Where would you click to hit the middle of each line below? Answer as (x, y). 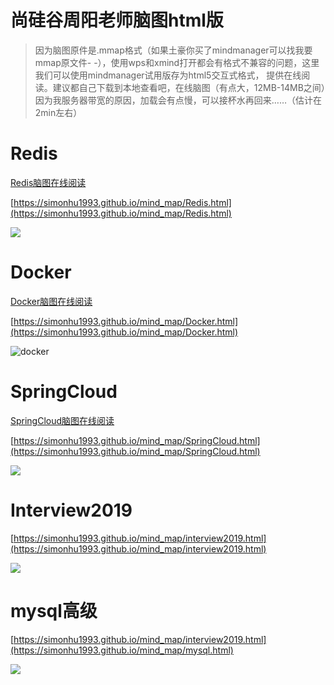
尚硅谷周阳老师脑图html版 (117, 20)
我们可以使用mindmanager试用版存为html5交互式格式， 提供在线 (168, 75)
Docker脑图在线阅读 (51, 301)
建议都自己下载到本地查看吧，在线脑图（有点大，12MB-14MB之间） (189, 87)
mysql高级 (54, 610)
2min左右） (58, 112)
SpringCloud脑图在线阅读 (62, 420)
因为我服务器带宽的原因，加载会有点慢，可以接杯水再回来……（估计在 (178, 100)
